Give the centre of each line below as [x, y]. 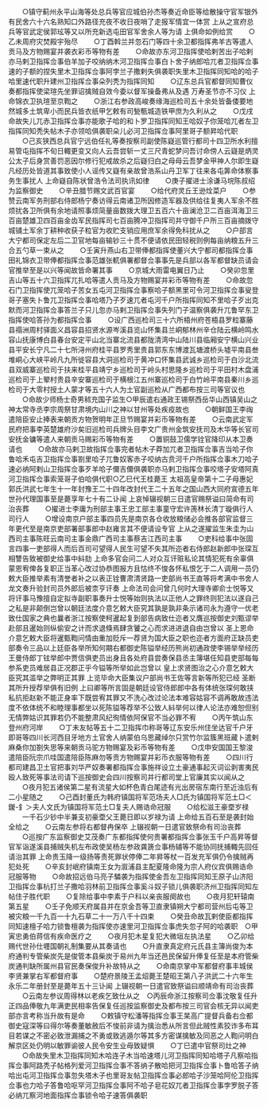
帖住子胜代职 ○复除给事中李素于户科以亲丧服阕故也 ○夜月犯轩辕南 [132, 896]
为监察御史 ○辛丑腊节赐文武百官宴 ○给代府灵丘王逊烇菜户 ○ [129, 190]
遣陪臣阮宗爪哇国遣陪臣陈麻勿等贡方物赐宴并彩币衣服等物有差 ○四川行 [131, 757]
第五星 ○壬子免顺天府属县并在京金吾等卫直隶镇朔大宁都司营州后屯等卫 [131, 906]
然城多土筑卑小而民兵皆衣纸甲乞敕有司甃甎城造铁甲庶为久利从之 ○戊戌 [131, 111]
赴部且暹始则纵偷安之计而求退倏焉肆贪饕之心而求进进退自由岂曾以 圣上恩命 [131, 628]
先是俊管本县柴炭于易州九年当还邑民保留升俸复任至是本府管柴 [158, 956]
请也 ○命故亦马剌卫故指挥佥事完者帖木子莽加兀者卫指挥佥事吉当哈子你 [131, 449]
